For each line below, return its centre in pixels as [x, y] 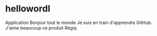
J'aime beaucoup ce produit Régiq [41, 27]
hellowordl [28, 9]
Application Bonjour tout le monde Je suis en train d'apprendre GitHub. [79, 22]
